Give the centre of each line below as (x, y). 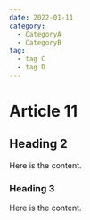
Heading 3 (32, 188)
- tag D (32, 68)
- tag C (32, 59)
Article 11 (44, 111)
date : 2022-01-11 (41, 17)
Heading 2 (39, 144)
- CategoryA (40, 34)
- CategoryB (40, 42)
